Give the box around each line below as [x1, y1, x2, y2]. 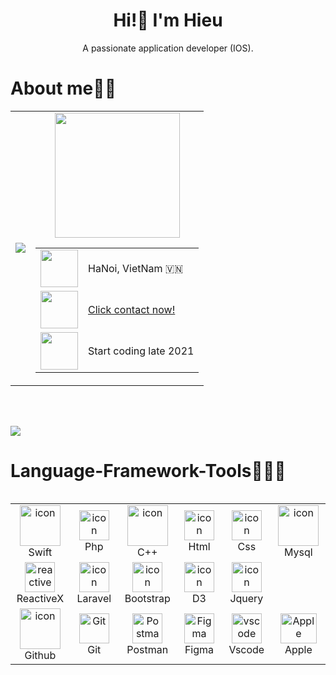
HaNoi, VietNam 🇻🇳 [88, 261, 184, 275]
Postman [126, 643, 169, 657]
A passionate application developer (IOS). [82, 42, 254, 54]
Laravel [76, 591, 112, 605]
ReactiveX [16, 591, 65, 605]
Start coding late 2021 [88, 344, 195, 358]
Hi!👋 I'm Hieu [113, 9, 223, 32]
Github [24, 648, 57, 662]
